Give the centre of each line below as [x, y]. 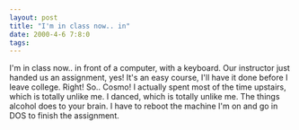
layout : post [34, 17]
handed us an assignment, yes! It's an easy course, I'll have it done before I [149, 78]
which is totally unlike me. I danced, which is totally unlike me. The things [145, 97]
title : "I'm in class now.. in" [70, 26]
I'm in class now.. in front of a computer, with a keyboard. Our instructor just [149, 68]
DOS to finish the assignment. [64, 116]
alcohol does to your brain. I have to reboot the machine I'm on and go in [144, 106]
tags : [19, 43]
